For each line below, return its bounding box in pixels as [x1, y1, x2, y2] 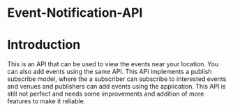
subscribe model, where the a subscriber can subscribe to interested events [7, 75, 227, 83]
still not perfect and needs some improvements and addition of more [7, 89, 204, 98]
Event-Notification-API [7, 5, 143, 21]
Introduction [7, 37, 81, 53]
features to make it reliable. [7, 97, 86, 105]
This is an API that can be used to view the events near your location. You [7, 60, 219, 68]
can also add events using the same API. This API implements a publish [7, 68, 212, 76]
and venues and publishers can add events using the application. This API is [7, 82, 226, 91]
